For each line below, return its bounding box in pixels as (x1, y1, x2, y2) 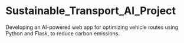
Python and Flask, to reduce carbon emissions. (5, 29, 120, 37)
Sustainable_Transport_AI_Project (5, 4, 176, 18)
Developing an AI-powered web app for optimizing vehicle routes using (5, 24, 179, 31)
